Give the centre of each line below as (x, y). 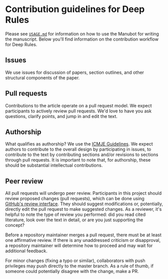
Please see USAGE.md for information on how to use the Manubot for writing (82, 34)
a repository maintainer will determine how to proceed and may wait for (79, 246)
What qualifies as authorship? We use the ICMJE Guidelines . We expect (79, 144)
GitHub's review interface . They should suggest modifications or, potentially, (84, 204)
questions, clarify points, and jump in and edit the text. (61, 116)
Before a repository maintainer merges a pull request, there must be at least (83, 235)
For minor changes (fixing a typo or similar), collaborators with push (75, 261)
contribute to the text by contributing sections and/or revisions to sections (82, 155)
